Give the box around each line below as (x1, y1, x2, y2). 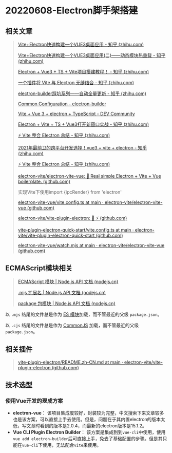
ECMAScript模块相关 (5, 264, 73, 273)
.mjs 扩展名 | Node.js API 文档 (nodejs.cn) (17, 289, 106, 295)
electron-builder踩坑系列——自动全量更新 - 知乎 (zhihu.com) (17, 90, 146, 97)
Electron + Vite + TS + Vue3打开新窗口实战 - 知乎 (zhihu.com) (17, 121, 149, 127)
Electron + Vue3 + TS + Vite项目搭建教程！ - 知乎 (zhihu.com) (17, 69, 149, 74)
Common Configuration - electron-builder (17, 101, 107, 107)
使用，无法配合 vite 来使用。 (42, 442, 102, 448)
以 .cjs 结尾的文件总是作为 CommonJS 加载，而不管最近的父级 (5, 322, 139, 328)
